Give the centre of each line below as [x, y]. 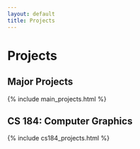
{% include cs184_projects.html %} [58, 138]
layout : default [31, 14]
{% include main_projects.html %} [57, 99]
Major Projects [40, 82]
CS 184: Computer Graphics [70, 121]
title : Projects [31, 21]
